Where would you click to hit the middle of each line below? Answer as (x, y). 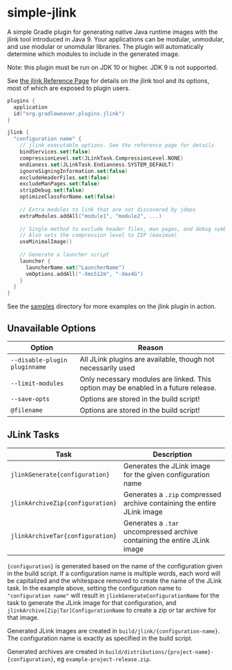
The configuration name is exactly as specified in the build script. (100, 638)
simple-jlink (42, 13)
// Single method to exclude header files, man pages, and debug (116, 229)
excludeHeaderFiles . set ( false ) (65, 178)
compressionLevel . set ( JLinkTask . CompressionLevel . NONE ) (102, 158)
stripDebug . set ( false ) (52, 190)
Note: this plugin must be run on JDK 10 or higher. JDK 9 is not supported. (113, 67)
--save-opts (30, 399)
